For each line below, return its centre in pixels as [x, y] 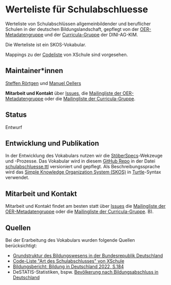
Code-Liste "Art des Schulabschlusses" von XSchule [69, 261]
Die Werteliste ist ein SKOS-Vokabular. [46, 44]
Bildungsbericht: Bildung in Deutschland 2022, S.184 [68, 266]
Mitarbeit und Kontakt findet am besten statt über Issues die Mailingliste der [85, 206]
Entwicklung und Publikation [52, 143]
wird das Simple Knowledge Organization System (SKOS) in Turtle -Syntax [83, 172]
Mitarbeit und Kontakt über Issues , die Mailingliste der [63, 93]
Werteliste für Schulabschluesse [77, 10]
